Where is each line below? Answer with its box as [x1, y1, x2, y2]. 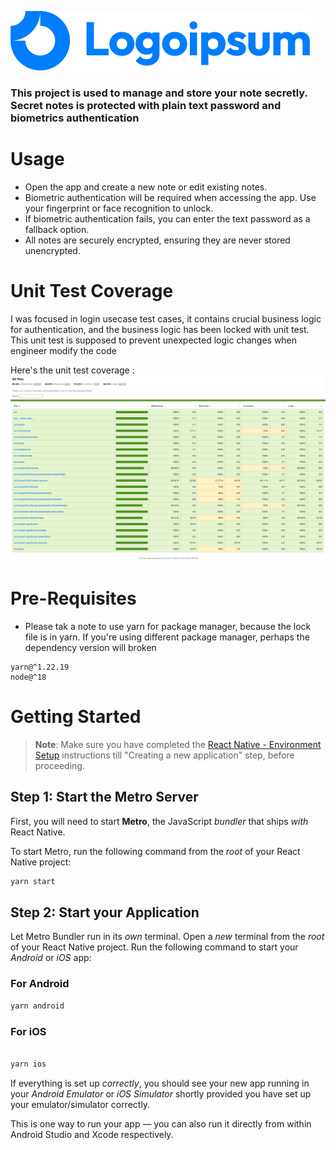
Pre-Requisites [10, 587, 137, 610]
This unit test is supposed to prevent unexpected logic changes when [10, 334, 298, 346]
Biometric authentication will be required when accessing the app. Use [24, 191, 317, 203]
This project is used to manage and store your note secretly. [10, 86, 308, 100]
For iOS [10, 1024, 47, 1038]
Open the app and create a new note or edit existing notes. [24, 181, 268, 193]
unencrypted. [24, 244, 81, 256]
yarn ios [10, 1059, 47, 1069]
